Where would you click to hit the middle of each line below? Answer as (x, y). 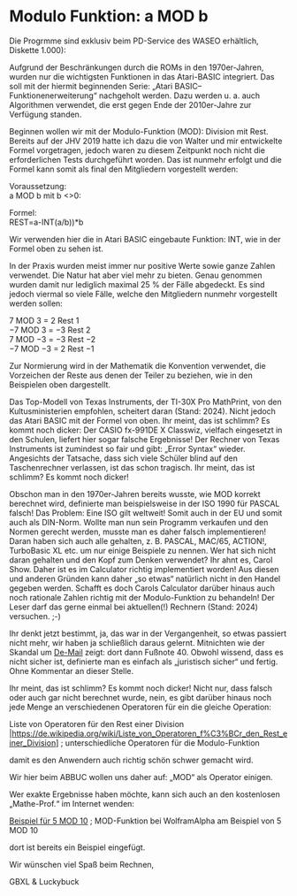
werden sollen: (36, 303)
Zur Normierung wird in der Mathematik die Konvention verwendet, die (138, 365)
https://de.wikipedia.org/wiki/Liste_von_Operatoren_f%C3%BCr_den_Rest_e (150, 733)
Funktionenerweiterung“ (53, 96)
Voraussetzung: (38, 186)
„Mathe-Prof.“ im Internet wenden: (72, 803)
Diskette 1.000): (38, 50)
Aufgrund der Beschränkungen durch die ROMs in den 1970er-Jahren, (137, 67)
